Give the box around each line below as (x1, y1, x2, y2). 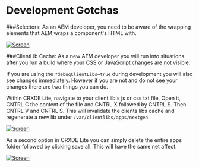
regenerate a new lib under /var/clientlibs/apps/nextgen (6, 114, 149, 121)
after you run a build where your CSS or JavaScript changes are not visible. (6, 59, 191, 66)
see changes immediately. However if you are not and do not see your (6, 77, 178, 84)
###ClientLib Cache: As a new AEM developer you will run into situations (6, 52, 185, 59)
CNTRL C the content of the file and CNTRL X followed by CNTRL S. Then (6, 100, 187, 108)
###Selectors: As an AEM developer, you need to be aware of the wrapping (6, 23, 191, 30)
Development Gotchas (6, 4, 119, 17)
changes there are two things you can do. (6, 83, 108, 90)
